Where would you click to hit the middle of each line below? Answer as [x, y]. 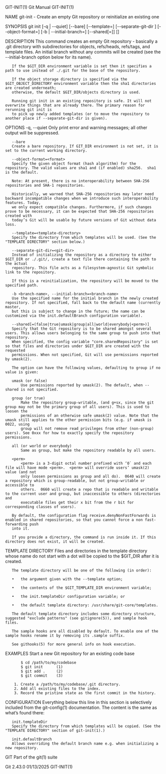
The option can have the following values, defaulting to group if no [86, 368]
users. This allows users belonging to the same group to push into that [83, 333]
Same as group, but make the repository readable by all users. [88, 450]
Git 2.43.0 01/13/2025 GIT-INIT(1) [39, 767]
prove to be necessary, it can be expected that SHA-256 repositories [80, 211]
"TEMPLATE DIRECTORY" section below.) [45, 242]
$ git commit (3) [42, 676]
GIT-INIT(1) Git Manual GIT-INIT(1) [40, 7]
